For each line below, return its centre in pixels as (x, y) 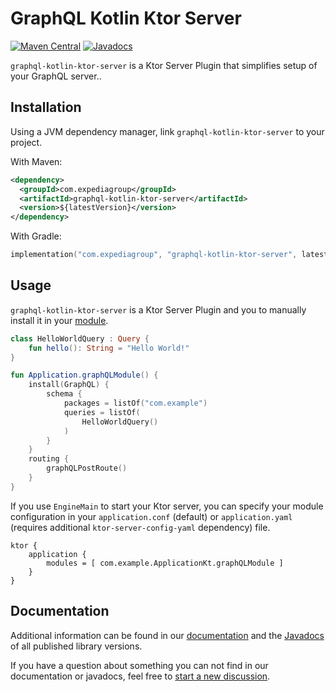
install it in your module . (59, 320)
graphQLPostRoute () (87, 468)
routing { (49, 459)
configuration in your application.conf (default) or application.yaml (151, 516)
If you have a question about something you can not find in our (139, 665)
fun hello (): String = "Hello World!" (109, 348)
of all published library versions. (76, 646)
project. (26, 142)
